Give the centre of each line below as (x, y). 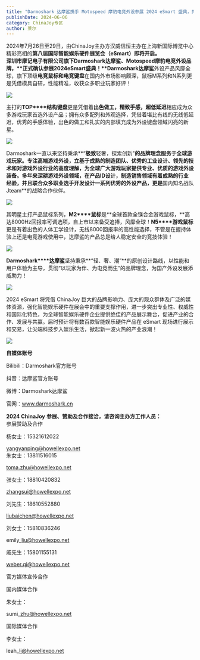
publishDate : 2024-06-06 (37, 17)
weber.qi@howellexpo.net (38, 565)
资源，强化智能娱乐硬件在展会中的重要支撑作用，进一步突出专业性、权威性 (102, 307)
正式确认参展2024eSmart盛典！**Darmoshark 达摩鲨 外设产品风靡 (104, 69)
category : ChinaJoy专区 (35, 23)
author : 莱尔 (21, 28)
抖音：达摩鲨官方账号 (32, 379)
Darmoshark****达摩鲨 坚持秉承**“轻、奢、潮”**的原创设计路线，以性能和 (98, 261)
